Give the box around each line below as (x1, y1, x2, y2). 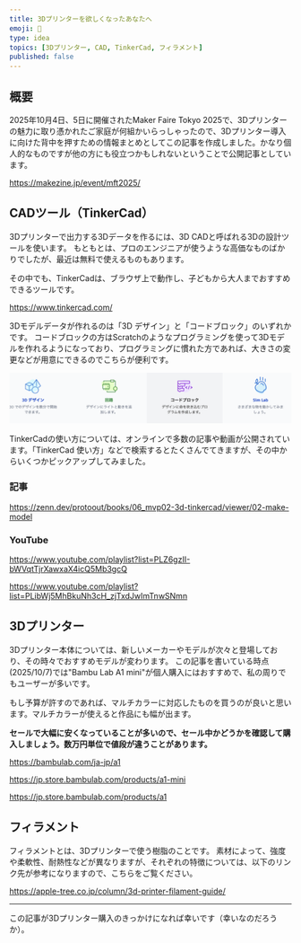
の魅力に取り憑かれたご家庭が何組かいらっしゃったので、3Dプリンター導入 (9, 126, 287, 137)
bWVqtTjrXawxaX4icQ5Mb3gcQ (9, 563, 128, 574)
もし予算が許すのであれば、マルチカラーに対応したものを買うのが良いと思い (9, 697, 292, 708)
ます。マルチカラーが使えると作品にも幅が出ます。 (9, 708, 196, 718)
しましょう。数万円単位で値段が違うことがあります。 (16, 738, 212, 749)
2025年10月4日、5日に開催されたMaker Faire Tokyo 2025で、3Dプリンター (9, 114, 288, 125)
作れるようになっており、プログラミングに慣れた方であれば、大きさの (24, 342, 284, 354)
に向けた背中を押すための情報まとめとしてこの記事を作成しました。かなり (9, 137, 284, 147)
